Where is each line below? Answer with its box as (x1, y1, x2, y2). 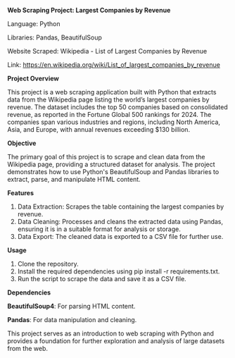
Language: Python (7, 20, 61, 27)
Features (7, 189, 34, 197)
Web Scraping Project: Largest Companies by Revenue (7, 6, 171, 14)
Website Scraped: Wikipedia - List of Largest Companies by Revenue (7, 47, 208, 55)
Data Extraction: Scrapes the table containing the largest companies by (17, 202, 224, 211)
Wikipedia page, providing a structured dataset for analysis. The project (7, 160, 216, 168)
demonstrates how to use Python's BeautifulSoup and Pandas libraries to (7, 168, 220, 175)
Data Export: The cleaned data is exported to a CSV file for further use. (17, 233, 224, 240)
